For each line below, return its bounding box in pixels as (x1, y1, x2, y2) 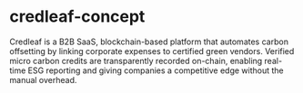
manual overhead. (9, 74, 77, 85)
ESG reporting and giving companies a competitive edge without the (27, 65, 284, 76)
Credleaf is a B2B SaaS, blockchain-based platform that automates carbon (9, 36, 289, 47)
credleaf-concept (9, 6, 146, 27)
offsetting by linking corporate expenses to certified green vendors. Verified (9, 45, 295, 56)
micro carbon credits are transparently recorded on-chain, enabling (9, 55, 263, 66)
